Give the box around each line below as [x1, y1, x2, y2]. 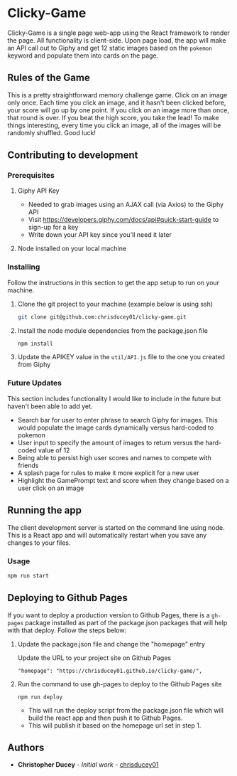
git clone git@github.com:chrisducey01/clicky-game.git [17, 313, 187, 321]
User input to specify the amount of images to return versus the [17, 438, 204, 447]
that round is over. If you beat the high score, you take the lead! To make [7, 113, 219, 122]
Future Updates [7, 378, 62, 388]
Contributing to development [7, 149, 138, 161]
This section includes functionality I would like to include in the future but [7, 394, 221, 403]
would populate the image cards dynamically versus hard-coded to [17, 423, 214, 432]
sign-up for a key [28, 223, 79, 232]
